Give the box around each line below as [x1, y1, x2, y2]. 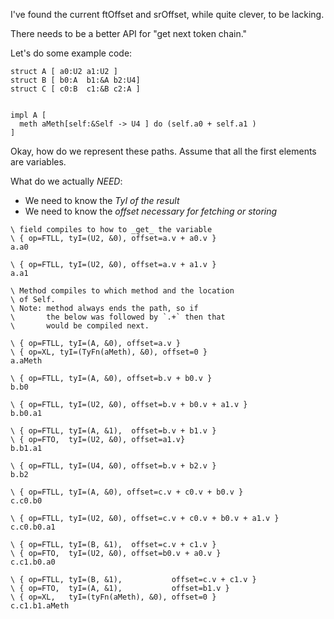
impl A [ [10, 110, 47, 120]
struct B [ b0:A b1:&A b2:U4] [10, 75, 141, 85]
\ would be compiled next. [10, 321, 150, 331]
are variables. [10, 156, 67, 168]
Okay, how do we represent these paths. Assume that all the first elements [10, 145, 317, 157]
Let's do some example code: [10, 47, 133, 59]
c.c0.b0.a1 [10, 522, 56, 532]
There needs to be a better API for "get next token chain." [10, 28, 248, 39]
